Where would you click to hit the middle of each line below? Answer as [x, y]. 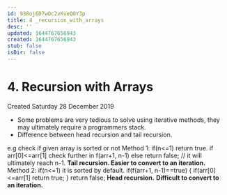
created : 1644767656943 [42, 40]
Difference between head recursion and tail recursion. [95, 134]
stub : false [24, 46]
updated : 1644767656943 [42, 33]
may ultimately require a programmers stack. [81, 127]
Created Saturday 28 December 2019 [61, 106]
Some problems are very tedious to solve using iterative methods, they [119, 120]
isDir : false [26, 53]
